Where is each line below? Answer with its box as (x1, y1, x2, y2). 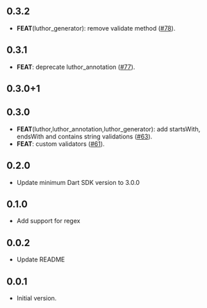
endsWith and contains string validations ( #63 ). (16, 132, 153, 140)
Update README (16, 255, 65, 264)
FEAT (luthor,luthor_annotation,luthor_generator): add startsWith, (16, 124, 201, 133)
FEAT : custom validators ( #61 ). (16, 139, 105, 148)
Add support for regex (16, 217, 81, 225)
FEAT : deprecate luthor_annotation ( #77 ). (16, 63, 135, 71)
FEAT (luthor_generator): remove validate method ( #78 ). (16, 24, 176, 32)
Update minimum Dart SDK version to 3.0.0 (16, 178, 140, 186)
